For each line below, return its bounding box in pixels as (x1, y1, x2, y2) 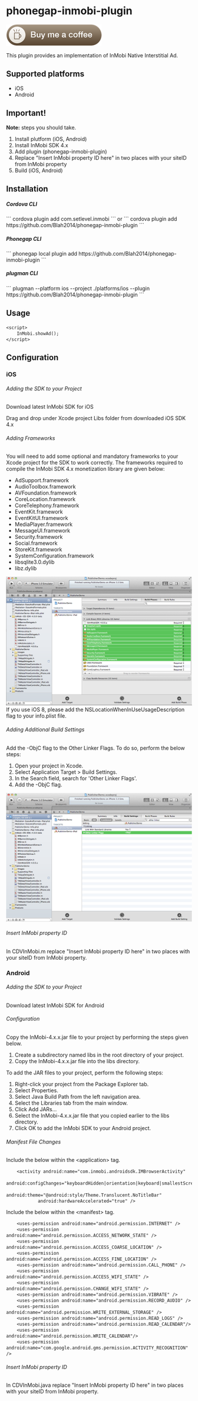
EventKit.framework (14, 508, 63, 515)
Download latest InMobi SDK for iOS (6, 403, 94, 411)
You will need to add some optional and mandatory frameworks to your (6, 453, 179, 460)
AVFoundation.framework (14, 489, 77, 496)
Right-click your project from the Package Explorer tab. (14, 1081, 149, 1088)
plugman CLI (6, 270, 38, 277)
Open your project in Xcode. (14, 762, 84, 769)
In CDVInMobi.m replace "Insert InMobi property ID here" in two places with (6, 948, 190, 955)
